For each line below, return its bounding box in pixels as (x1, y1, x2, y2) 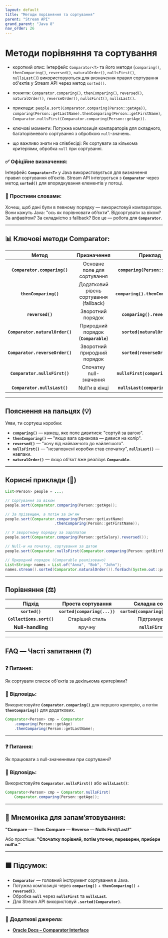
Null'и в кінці (78, 385, 109, 392)
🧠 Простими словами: (5, 193, 62, 200)
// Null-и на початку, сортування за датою (5, 544, 97, 549)
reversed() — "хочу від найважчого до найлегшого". (12, 441, 124, 447)
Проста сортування (62, 600, 112, 607)
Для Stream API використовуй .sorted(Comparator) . (12, 898, 121, 904)
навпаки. (12, 451, 31, 457)
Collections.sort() (7, 616, 54, 622)
